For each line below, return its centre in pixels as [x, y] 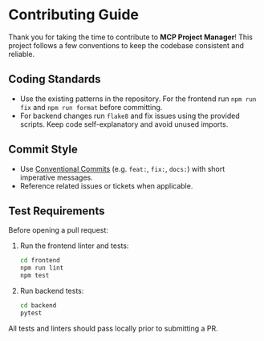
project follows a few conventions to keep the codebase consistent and [126, 45]
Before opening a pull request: [58, 230]
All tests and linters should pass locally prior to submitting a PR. [113, 328]
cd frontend [40, 261]
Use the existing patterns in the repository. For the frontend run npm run [138, 99]
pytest [31, 313]
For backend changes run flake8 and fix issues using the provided [130, 116]
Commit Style [43, 150]
